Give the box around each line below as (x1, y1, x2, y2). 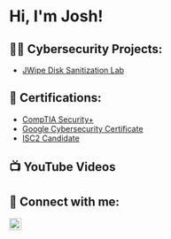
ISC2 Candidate (21, 133, 80, 143)
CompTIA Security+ (21, 113, 95, 125)
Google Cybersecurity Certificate (21, 123, 144, 134)
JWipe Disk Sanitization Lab (21, 65, 125, 75)
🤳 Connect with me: (9, 194, 120, 209)
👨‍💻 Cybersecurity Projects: (9, 42, 163, 57)
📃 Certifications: (9, 90, 102, 105)
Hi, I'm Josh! (9, 6, 104, 27)
